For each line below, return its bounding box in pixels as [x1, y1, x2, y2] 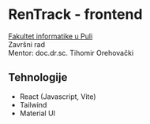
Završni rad [8, 39, 46, 49]
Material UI [19, 108, 56, 118]
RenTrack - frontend [8, 5, 143, 24]
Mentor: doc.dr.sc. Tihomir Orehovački [8, 48, 134, 57]
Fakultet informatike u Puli [8, 31, 93, 41]
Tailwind [19, 100, 47, 109]
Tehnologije [8, 71, 68, 84]
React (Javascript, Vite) [19, 92, 96, 101]
